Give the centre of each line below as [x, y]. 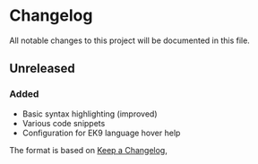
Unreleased [43, 69]
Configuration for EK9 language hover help [101, 133]
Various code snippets [64, 123]
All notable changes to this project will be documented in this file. [130, 40]
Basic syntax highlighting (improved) [90, 114]
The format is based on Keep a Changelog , [88, 150]
